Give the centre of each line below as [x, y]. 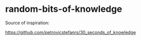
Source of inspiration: [27, 23]
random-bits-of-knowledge [64, 9]
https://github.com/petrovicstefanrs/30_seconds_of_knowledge [70, 32]
